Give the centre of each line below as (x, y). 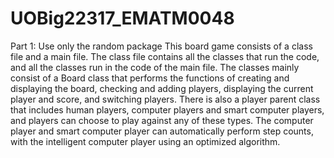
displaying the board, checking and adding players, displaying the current (162, 88)
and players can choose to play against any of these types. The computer (162, 120)
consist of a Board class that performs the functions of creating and (150, 78)
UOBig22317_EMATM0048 (122, 18)
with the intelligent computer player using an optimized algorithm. (145, 141)
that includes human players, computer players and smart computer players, (167, 109)
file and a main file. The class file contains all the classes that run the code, (165, 56)
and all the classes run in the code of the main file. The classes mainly (155, 67)
